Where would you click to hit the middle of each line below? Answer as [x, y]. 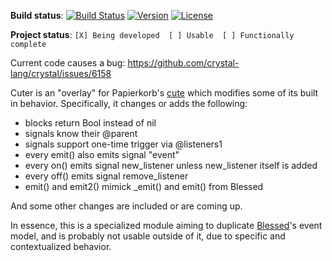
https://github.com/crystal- [183, 63]
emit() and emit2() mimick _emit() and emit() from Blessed [144, 186]
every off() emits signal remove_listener [106, 176]
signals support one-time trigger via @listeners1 [123, 144]
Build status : [37, 15]
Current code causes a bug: [68, 63]
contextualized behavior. [61, 246]
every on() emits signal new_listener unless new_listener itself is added [171, 165]
